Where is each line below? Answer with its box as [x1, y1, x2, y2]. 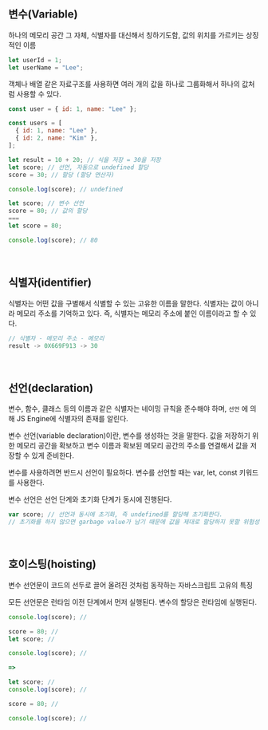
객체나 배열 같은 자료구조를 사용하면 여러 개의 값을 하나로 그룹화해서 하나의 [8, 79, 241, 89]
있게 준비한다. [31, 451, 74, 460]
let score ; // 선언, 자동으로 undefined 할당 [8, 163, 149, 172]
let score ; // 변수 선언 [8, 199, 85, 207]
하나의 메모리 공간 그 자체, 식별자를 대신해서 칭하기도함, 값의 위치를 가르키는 [8, 30, 245, 40]
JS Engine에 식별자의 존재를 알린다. [16, 414, 129, 424]
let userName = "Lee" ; [8, 63, 84, 72]
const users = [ [8, 119, 62, 128]
